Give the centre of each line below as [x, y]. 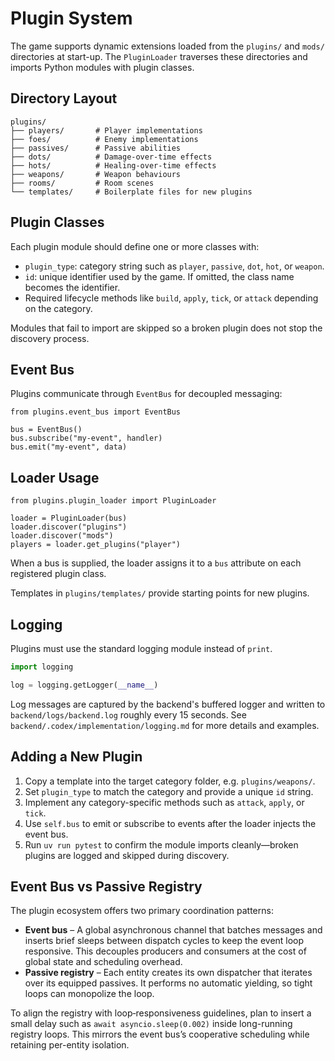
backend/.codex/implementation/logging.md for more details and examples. [165, 725]
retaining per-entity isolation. [70, 1045]
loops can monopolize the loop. [89, 994]
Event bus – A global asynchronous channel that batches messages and [173, 930]
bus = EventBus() [46, 430]
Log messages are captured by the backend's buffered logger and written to [168, 704]
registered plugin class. [58, 574]
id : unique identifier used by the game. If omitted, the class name [159, 276]
